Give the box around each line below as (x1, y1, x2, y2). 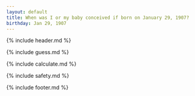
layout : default (6, 9, 48, 15)
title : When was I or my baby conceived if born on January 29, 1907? (6, 15, 190, 21)
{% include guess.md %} (6, 49, 69, 56)
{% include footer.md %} (6, 84, 69, 91)
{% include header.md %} (6, 37, 71, 44)
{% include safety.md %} (6, 72, 69, 80)
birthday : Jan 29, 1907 (6, 20, 67, 26)
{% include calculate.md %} (6, 60, 77, 67)
